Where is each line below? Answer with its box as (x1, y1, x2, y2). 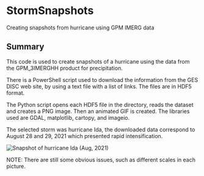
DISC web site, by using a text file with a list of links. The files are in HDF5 (6, 82, 192, 90)
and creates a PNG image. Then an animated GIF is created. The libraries (6, 108, 190, 115)
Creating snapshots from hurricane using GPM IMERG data (6, 24, 155, 31)
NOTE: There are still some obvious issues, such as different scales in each (6, 156, 195, 163)
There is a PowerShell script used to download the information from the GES (6, 76, 199, 83)
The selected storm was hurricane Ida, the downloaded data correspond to (6, 126, 195, 133)
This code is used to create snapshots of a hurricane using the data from (6, 57, 190, 65)
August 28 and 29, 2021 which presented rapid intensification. (6, 132, 163, 139)
